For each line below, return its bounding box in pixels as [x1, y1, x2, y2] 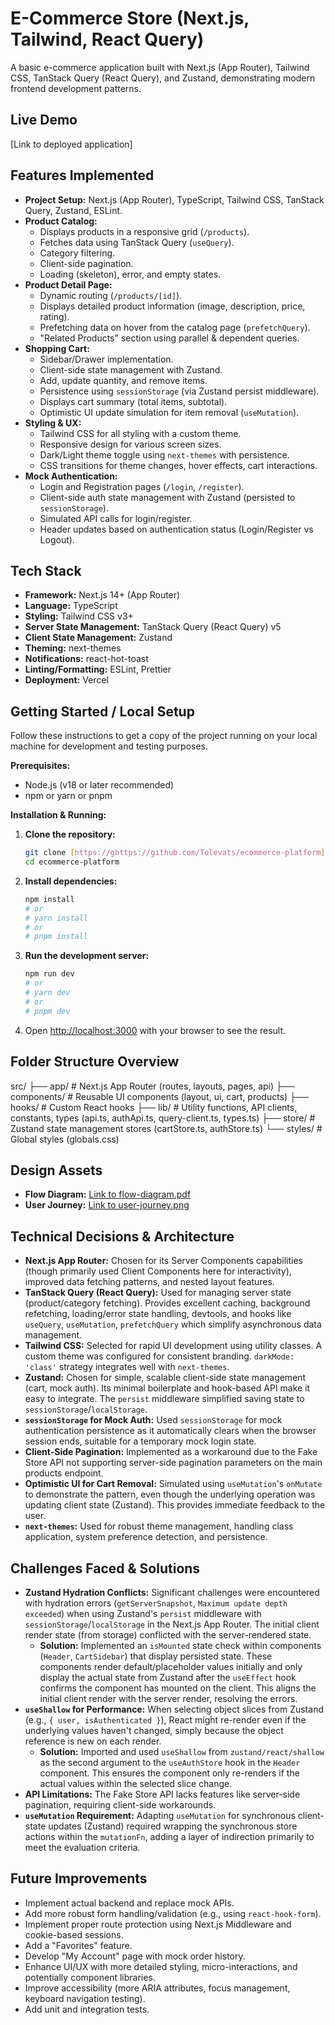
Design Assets [10, 1162, 103, 1179]
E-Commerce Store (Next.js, [10, 7, 250, 30]
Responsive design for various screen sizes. [39, 438, 222, 450]
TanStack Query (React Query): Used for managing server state [24, 1287, 292, 1299]
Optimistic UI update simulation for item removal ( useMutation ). [39, 406, 300, 418]
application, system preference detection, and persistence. [24, 1531, 268, 1543]
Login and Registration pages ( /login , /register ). [39, 480, 245, 492]
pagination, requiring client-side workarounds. [24, 1798, 217, 1811]
